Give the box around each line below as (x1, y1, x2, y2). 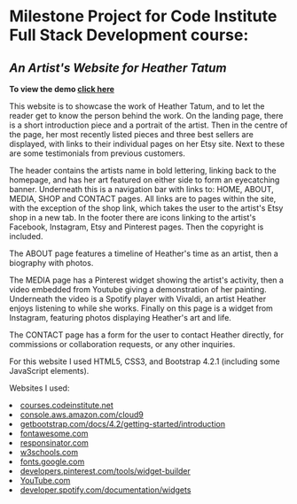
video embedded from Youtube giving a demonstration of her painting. (9, 284, 268, 294)
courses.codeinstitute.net (20, 400, 113, 410)
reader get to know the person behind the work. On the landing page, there (9, 111, 284, 120)
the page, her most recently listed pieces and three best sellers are (9, 129, 254, 139)
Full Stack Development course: (9, 25, 249, 45)
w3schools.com (20, 447, 79, 457)
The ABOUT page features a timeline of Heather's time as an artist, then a (9, 248, 279, 259)
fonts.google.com (20, 456, 85, 467)
